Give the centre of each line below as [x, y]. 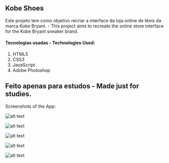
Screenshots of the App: [31, 106]
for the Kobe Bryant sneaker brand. [42, 31]
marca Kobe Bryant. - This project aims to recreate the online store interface [84, 26]
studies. [18, 94]
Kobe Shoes [24, 8]
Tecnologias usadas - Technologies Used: [50, 43]
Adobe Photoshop [31, 70]
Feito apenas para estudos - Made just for [72, 86]
